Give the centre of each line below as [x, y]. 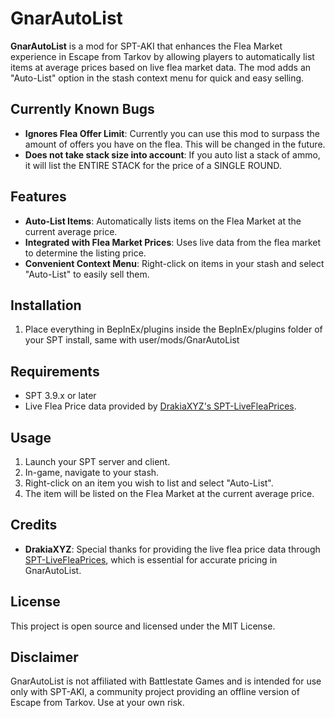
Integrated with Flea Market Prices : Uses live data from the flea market [173, 242]
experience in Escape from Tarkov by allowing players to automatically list [162, 56]
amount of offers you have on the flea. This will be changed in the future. [175, 144]
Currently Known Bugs [82, 109]
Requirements [55, 371]
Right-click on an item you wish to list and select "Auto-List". [149, 483]
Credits [34, 525]
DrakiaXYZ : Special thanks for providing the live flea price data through [172, 549]
